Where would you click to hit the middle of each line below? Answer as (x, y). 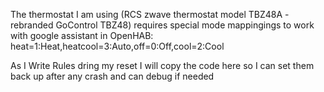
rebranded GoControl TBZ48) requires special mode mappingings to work (162, 25)
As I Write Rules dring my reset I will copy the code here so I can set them (162, 65)
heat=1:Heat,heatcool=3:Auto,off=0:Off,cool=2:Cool (117, 46)
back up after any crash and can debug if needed (112, 76)
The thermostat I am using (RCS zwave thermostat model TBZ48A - (150, 14)
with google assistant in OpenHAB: (82, 35)
